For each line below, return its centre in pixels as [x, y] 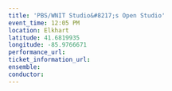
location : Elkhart [39, 30]
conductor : [26, 74]
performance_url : [37, 52]
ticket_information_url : [49, 60]
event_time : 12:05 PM [44, 23]
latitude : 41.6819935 [44, 38]
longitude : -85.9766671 [48, 45]
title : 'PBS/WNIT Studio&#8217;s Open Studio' [87, 15]
